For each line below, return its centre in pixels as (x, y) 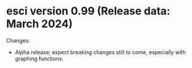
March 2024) (40, 24)
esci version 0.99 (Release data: (88, 11)
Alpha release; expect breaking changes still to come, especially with (100, 52)
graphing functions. (39, 58)
